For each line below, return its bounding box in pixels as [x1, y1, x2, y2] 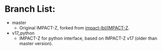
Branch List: [4, 3, 56, 15]
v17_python [11, 30, 35, 36]
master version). [19, 40, 53, 46]
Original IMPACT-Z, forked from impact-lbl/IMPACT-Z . [19, 25, 130, 30]
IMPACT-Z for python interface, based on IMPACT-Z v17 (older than [19, 35, 158, 41]
